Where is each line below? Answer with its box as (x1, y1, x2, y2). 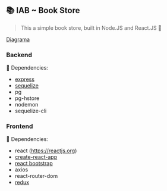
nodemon (14, 101, 39, 108)
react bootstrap (14, 160, 53, 167)
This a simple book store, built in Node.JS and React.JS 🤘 (20, 24, 162, 32)
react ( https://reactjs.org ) (14, 147, 77, 154)
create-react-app (14, 154, 58, 161)
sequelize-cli (14, 107, 47, 115)
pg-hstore (14, 95, 40, 102)
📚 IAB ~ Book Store (6, 5, 80, 15)
